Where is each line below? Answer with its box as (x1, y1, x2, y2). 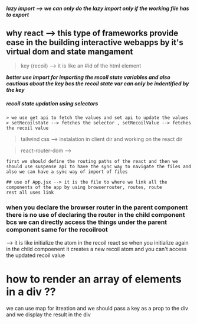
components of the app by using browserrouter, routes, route (6, 184, 162, 191)
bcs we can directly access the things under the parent (6, 218, 168, 226)
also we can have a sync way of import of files (6, 169, 128, 175)
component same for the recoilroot (6, 226, 108, 234)
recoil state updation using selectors (6, 100, 98, 107)
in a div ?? (6, 285, 56, 299)
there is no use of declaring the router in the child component (6, 211, 185, 219)
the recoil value (6, 125, 49, 131)
